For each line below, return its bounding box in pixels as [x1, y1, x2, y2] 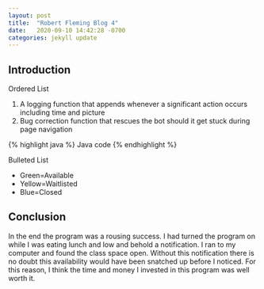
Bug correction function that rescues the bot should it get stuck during [19, 116, 251, 126]
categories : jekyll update [8, 33, 98, 42]
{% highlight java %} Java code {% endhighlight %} [8, 140, 178, 150]
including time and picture [19, 108, 105, 117]
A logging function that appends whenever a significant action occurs [19, 100, 248, 109]
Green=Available [19, 171, 74, 181]
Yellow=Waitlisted [19, 179, 78, 188]
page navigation [19, 124, 73, 135]
